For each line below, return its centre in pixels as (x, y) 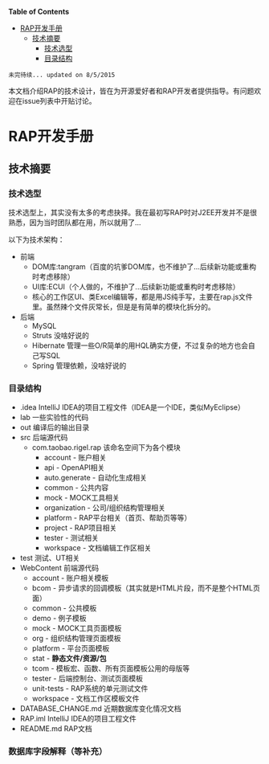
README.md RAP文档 (56, 729)
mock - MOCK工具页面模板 (77, 628)
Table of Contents (39, 12)
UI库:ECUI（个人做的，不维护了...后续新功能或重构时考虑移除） (136, 286)
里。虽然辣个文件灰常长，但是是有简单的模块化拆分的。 (123, 306)
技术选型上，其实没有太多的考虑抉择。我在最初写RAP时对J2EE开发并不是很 (132, 212)
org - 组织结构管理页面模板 (76, 639)
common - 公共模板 (64, 608)
